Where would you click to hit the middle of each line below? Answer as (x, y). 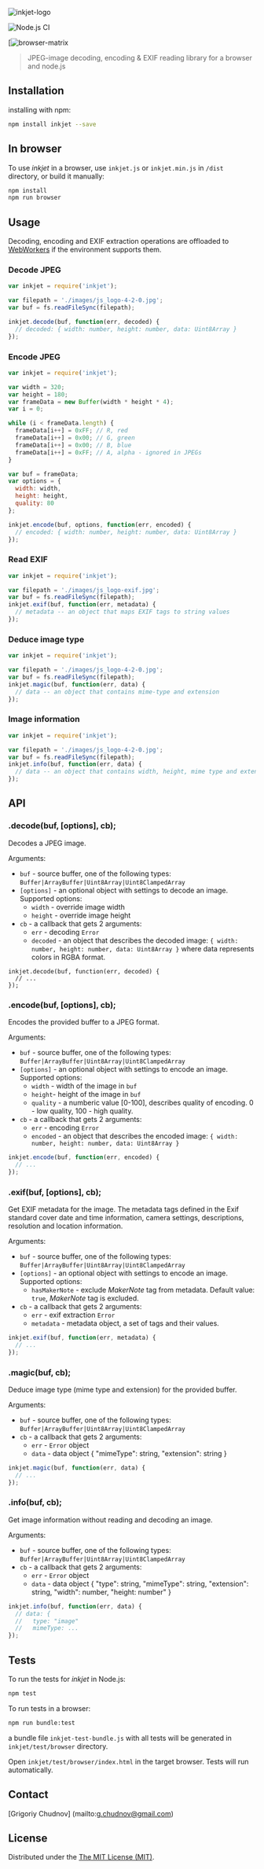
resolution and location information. (66, 1226)
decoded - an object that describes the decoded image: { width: (135, 940)
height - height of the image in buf (86, 1095)
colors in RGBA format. (68, 957)
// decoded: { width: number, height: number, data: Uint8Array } (126, 329)
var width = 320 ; (37, 387)
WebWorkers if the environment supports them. (85, 250)
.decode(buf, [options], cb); (62, 826)
